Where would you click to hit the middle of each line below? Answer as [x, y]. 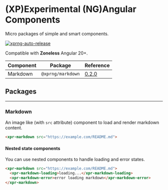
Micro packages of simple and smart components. [57, 33]
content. [14, 128]
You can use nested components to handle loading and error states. [75, 159]
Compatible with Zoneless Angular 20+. [46, 53]
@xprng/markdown [60, 74]
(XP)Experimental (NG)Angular [71, 9]
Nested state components [33, 148]
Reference [97, 65]
